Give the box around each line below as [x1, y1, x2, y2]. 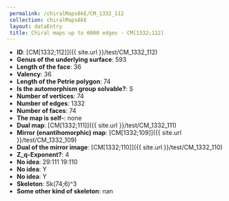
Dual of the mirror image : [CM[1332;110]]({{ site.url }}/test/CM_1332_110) [16, 143, 223, 151]
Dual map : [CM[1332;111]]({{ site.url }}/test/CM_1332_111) [16, 121, 177, 129]
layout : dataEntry [9, 23, 63, 30]
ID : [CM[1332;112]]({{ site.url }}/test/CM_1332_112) [16, 48, 158, 56]
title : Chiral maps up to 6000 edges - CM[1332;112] [9, 29, 165, 36]
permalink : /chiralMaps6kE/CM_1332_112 [9, 10, 125, 17]
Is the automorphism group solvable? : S [16, 85, 134, 93]
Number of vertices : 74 [16, 92, 84, 100]
